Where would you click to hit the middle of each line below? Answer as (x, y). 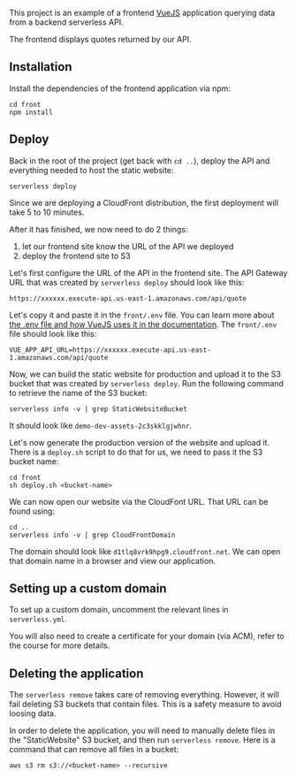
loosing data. (33, 713)
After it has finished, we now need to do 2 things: (99, 229)
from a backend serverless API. (66, 22)
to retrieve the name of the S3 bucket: (78, 393)
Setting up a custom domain (88, 588)
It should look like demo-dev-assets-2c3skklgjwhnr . (101, 425)
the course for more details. (60, 645)
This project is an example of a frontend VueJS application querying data (142, 13)
